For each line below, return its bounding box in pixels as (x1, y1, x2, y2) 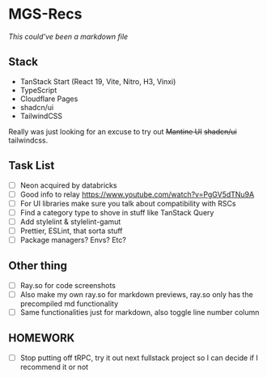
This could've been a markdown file (8, 32, 129, 41)
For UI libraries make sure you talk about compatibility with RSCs (19, 198, 236, 208)
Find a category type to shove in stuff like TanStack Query (19, 207, 214, 217)
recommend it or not (19, 362, 89, 372)
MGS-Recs (8, 5, 83, 23)
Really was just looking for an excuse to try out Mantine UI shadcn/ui (8, 126, 237, 136)
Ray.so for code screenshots (19, 280, 116, 290)
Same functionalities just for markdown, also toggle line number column (19, 307, 260, 316)
